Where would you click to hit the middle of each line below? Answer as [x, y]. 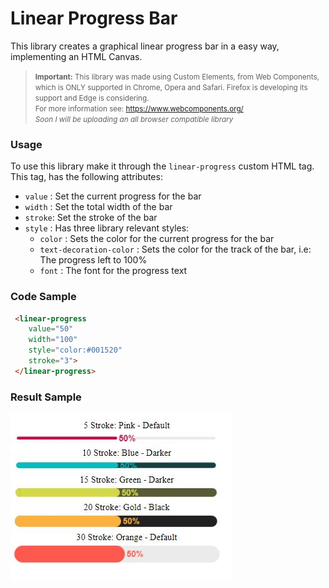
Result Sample [46, 397]
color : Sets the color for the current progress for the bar [157, 239]
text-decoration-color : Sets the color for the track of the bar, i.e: [175, 249]
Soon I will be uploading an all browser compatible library [134, 119]
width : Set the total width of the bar [98, 207]
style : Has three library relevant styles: [107, 228]
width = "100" [53, 340]
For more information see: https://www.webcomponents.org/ [139, 108]
